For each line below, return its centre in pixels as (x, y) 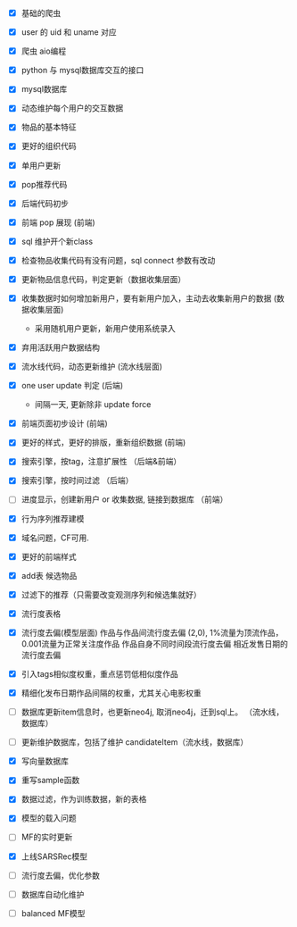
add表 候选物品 (49, 575)
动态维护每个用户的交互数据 (72, 108)
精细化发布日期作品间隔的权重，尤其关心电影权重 (111, 693)
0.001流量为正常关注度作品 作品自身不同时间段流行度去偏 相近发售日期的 (155, 643)
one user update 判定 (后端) (72, 386)
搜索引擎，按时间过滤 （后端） (77, 480)
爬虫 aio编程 (44, 51)
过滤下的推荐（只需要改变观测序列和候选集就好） (111, 594)
